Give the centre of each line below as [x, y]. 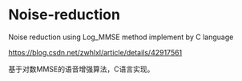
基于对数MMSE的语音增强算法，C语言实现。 [81, 69]
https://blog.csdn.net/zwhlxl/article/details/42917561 [95, 52]
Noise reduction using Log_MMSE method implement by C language [121, 37]
